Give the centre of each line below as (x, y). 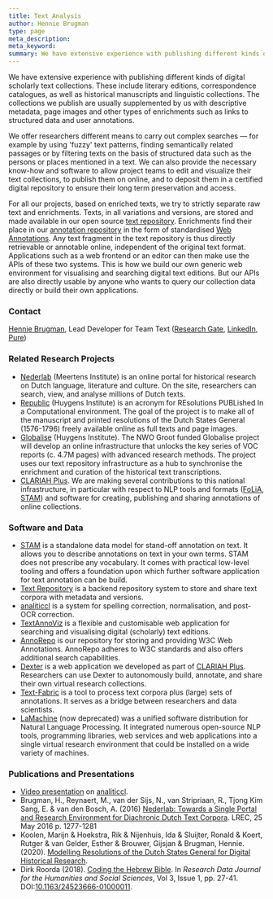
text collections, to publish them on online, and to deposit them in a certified (136, 179)
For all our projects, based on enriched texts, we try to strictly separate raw (134, 204)
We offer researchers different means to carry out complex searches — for (134, 136)
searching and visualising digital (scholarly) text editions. (115, 631)
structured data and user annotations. (72, 120)
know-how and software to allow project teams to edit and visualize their (130, 171)
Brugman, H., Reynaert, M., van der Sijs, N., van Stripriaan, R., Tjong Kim (141, 800)
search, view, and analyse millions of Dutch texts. (103, 394)
